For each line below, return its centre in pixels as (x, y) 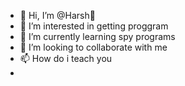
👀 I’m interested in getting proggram (94, 26)
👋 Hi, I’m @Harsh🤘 (57, 15)
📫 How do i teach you (66, 58)
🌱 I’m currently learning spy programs (97, 36)
